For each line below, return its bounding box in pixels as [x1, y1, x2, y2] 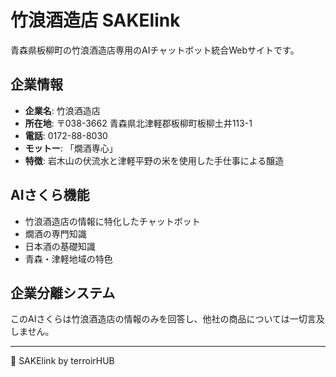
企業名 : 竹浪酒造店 [24, 104, 101, 116]
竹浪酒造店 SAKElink [10, 9, 181, 32]
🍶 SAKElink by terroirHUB [10, 355, 115, 367]
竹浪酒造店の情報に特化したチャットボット [24, 215, 201, 227]
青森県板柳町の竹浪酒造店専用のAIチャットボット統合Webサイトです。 [10, 44, 300, 56]
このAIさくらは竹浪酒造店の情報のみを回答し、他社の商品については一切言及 [10, 313, 325, 325]
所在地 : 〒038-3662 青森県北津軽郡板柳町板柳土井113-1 [24, 117, 253, 129]
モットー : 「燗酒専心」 [24, 142, 118, 154]
